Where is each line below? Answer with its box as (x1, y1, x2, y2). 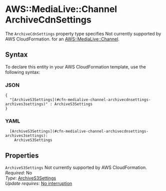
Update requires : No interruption (5, 180, 72, 186)
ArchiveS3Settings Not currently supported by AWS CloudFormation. (5, 164, 147, 170)
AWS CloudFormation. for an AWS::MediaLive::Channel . (5, 36, 120, 42)
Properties (5, 151, 39, 159)
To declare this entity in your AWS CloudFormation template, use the (5, 63, 146, 69)
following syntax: (5, 69, 40, 75)
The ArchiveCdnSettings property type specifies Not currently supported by (5, 30, 161, 36)
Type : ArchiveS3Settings (5, 175, 56, 181)
